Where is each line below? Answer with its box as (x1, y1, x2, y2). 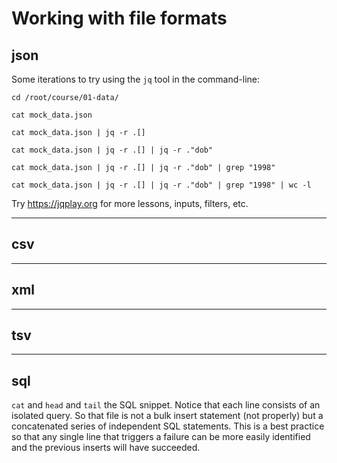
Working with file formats (11, 7, 228, 30)
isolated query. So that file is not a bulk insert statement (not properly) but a (11, 410, 324, 422)
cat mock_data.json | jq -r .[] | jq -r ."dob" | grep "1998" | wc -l (11, 180, 312, 190)
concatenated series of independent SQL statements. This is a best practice (11, 420, 325, 432)
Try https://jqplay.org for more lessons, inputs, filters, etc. (11, 198, 249, 209)
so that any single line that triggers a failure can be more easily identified (11, 431, 311, 443)
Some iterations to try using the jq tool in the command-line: (11, 73, 260, 85)
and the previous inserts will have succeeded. (11, 442, 201, 454)
